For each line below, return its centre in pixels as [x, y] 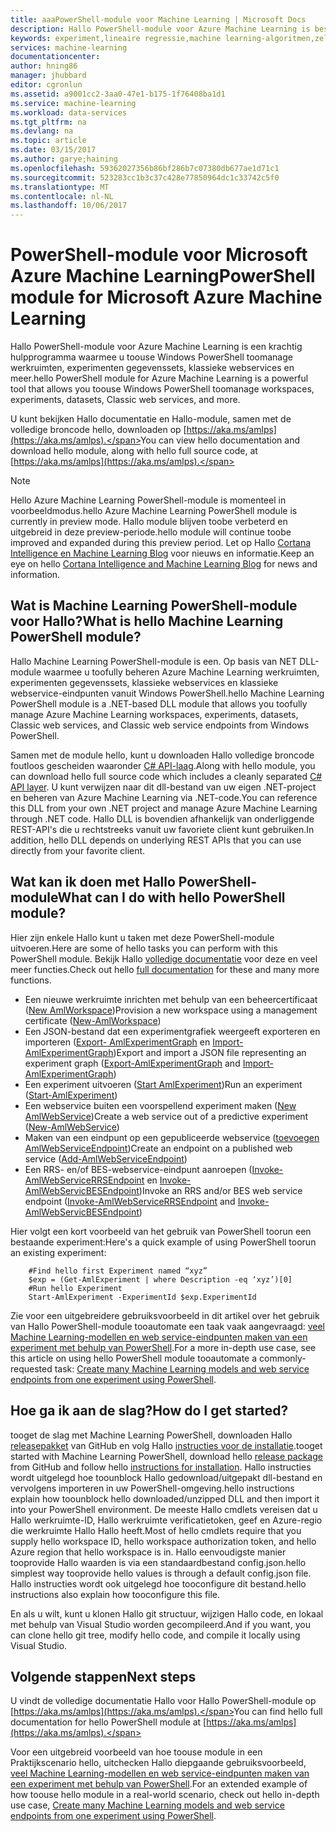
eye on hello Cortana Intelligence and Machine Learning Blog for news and [164, 564]
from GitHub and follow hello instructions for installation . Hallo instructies [161, 1467]
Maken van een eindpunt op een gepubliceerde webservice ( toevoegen [172, 1137]
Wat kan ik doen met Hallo [93, 882]
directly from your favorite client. [78, 850]
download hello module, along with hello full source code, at [134, 451]
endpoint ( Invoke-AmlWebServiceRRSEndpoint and [130, 1201]
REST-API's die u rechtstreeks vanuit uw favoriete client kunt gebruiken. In [162, 829]
